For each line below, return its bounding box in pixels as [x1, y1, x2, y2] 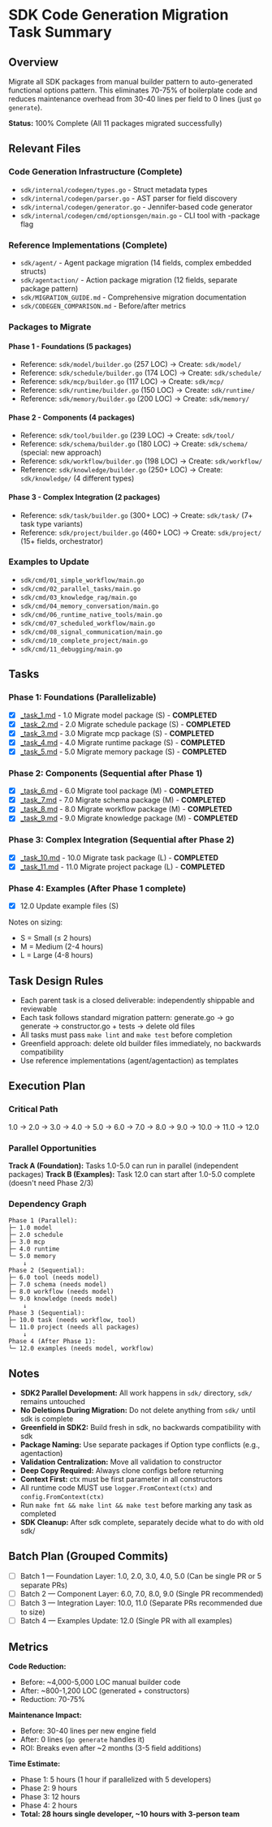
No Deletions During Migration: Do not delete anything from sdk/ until [19, 1406, 256, 1415]
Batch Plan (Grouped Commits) [8, 1549, 169, 1563]
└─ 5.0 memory [8, 1252, 57, 1260]
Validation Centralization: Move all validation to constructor [19, 1457, 222, 1467]
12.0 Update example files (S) [19, 901, 119, 911]
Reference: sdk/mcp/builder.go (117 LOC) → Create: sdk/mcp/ [19, 377, 225, 386]
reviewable [19, 1004, 58, 1014]
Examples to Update [8, 556, 89, 567]
